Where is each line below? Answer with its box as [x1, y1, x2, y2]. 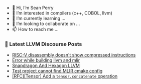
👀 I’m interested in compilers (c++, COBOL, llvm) [12, 10, 112, 16]
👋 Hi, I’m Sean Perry [12, 5, 54, 10]
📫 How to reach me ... [12, 26, 59, 32]
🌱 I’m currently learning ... [12, 15, 66, 21]
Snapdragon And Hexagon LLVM [12, 62, 80, 68]
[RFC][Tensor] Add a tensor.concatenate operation [12, 73, 118, 79]
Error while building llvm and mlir [12, 57, 80, 63]
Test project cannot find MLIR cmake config [12, 68, 103, 74]
